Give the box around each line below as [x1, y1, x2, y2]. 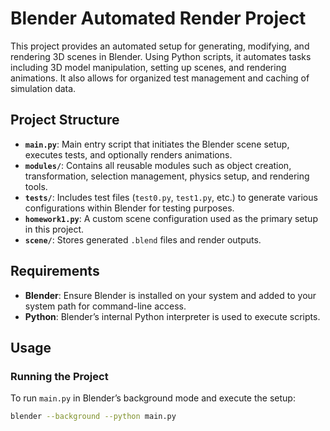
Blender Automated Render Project [10, 7, 307, 30]
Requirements [10, 263, 100, 280]
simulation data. [10, 82, 77, 94]
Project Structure [10, 112, 120, 129]
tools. [24, 180, 48, 192]
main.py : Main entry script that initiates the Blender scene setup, [24, 138, 290, 150]
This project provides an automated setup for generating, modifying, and [10, 40, 310, 52]
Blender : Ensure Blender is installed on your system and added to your [24, 289, 317, 301]
